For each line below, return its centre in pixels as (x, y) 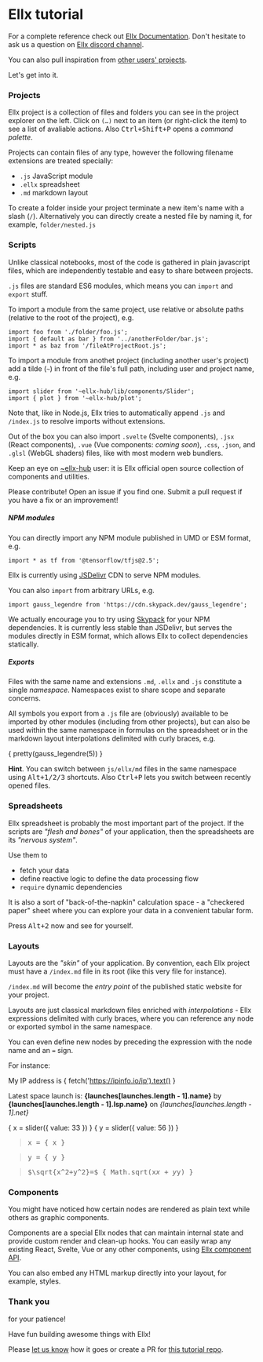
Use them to (28, 855)
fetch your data (44, 870)
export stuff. (28, 294)
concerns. (25, 698)
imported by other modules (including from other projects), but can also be (129, 722)
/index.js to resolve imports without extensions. (87, 421)
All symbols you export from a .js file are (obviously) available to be (119, 714)
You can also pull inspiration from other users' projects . (98, 60)
